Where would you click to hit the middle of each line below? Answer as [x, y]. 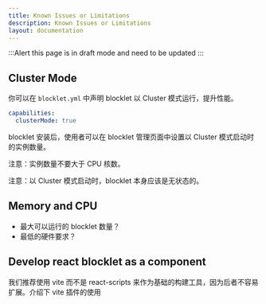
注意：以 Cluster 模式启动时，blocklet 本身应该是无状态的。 [106, 181]
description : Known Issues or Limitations [80, 23]
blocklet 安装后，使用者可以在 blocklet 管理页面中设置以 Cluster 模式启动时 [131, 137]
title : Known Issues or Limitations [69, 16]
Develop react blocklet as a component [107, 262]
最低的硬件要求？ [48, 236]
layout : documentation [46, 30]
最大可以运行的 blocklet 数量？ [70, 226]
